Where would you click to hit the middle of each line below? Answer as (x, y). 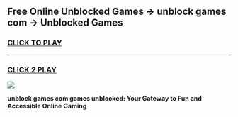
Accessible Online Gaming (47, 106)
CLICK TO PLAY (35, 43)
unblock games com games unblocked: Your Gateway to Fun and (104, 98)
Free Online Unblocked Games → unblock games (117, 12)
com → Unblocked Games (65, 23)
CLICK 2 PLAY (32, 69)
